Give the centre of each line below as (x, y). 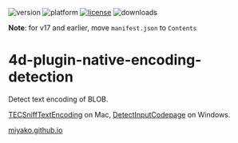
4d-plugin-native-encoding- (105, 60)
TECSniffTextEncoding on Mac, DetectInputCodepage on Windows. (119, 114)
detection (41, 77)
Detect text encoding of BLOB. (58, 99)
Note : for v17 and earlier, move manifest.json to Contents (103, 28)
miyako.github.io (36, 130)
